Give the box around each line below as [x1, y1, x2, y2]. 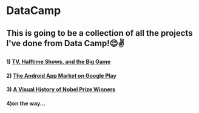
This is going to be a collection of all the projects [6, 28, 193, 38]
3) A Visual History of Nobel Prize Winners [6, 86, 116, 93]
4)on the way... [6, 100, 46, 107]
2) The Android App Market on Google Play [6, 72, 116, 79]
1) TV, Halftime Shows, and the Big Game [6, 58, 111, 66]
